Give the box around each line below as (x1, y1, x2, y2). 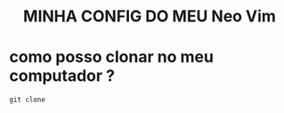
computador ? (9, 66, 116, 86)
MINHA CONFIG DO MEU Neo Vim (23, 6, 276, 27)
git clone (9, 95, 46, 104)
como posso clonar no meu (9, 47, 214, 68)
